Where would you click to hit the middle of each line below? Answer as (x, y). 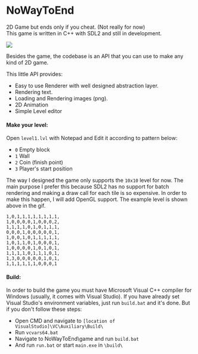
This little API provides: (34, 74)
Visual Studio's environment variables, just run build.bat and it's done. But (98, 303)
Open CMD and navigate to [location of (65, 321)
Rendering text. (34, 92)
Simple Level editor (38, 111)
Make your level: (27, 125)
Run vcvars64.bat (36, 332)
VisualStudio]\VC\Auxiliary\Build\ (59, 326)
